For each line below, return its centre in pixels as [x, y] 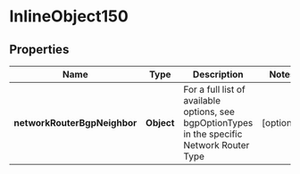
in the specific [212, 134]
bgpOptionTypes [218, 123]
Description [218, 75]
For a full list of [214, 89]
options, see [208, 112]
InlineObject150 [69, 17]
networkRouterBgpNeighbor [75, 123]
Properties [39, 50]
